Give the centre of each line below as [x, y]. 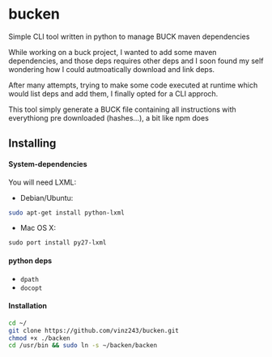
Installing [32, 144]
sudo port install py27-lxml [57, 243]
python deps [30, 261]
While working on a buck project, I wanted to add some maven [113, 52]
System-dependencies [48, 164]
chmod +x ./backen [39, 338]
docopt [31, 288]
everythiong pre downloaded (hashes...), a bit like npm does [108, 117]
